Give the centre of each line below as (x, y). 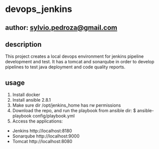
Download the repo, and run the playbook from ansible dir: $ (74, 111)
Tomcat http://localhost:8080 (42, 142)
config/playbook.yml (54, 116)
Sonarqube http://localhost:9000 (46, 136)
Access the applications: (38, 121)
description (23, 44)
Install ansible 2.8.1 (32, 100)
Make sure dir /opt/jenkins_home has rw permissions (67, 105)
